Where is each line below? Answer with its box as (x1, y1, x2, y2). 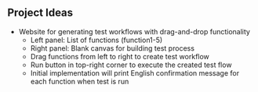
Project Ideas (7, 6, 74, 19)
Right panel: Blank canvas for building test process (30, 43, 195, 53)
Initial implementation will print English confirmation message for (30, 68, 240, 77)
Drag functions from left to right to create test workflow (30, 51, 209, 61)
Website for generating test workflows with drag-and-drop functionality (18, 27, 250, 36)
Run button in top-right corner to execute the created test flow (30, 60, 232, 69)
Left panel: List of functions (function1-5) (30, 35, 163, 44)
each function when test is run (30, 76, 129, 86)
